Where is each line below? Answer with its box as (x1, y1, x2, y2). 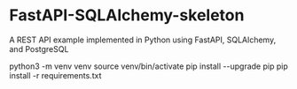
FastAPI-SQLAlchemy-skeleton (9, 5, 245, 26)
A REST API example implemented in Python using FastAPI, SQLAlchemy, (9, 34, 277, 45)
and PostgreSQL (9, 43, 69, 54)
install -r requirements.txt (9, 70, 102, 80)
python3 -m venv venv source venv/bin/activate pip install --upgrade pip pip (9, 61, 288, 71)
